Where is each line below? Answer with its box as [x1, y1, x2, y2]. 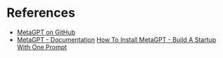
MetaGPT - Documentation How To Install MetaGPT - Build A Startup [16, 35, 217, 43]
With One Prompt [16, 43, 68, 51]
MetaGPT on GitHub [16, 28, 75, 36]
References [6, 5, 75, 21]
